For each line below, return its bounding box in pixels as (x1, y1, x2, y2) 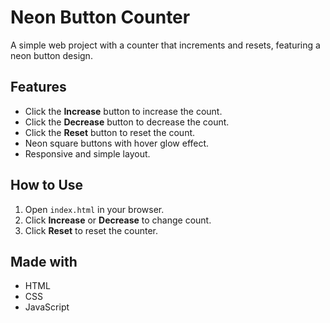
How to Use (10, 177, 84, 194)
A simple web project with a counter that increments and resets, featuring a (10, 39, 321, 51)
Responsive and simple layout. (24, 147, 151, 160)
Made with (10, 253, 78, 270)
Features (10, 79, 67, 96)
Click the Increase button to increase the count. (24, 105, 223, 117)
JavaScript (24, 301, 70, 313)
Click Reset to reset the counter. (24, 224, 159, 236)
